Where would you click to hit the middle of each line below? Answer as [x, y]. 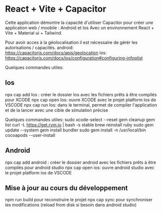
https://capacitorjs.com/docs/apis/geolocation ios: [56, 53]
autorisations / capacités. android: [40, 47]
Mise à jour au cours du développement [67, 188]
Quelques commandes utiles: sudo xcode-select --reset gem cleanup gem [80, 119]
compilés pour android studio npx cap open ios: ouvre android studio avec [80, 168]
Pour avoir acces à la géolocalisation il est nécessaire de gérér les [71, 42]
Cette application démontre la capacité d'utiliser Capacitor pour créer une [79, 22]
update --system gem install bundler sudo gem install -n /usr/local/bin [76, 130]
